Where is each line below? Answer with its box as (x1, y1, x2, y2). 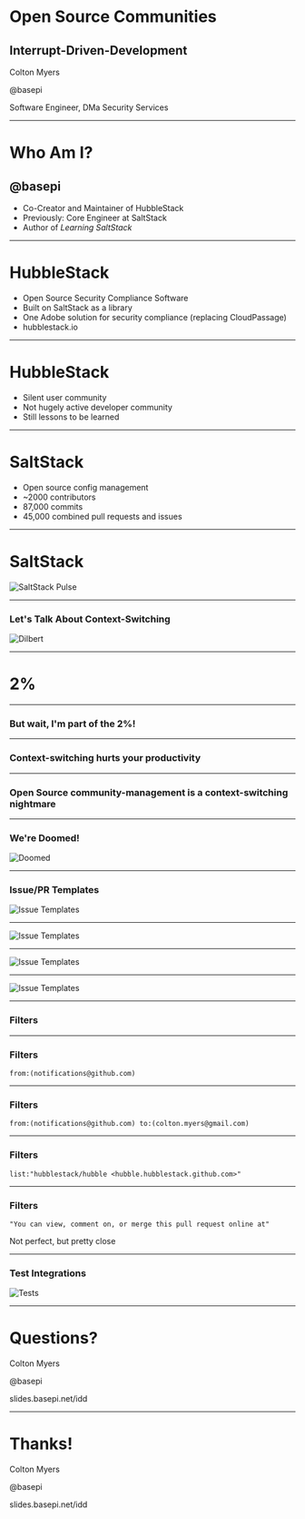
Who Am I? (9, 143, 93, 163)
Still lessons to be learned (22, 411, 120, 422)
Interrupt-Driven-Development (9, 43, 188, 58)
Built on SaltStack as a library (22, 302, 133, 313)
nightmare (9, 797, 56, 810)
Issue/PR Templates (9, 884, 100, 896)
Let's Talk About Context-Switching (9, 613, 171, 625)
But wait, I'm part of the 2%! (9, 717, 136, 730)
